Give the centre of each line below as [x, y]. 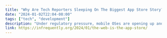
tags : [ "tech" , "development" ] [38, 19]
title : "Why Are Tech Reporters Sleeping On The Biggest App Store [77, 10]
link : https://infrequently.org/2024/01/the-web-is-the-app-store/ [77, 28]
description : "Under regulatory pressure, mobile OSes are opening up [80, 23]
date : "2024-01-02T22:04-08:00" [39, 14]
